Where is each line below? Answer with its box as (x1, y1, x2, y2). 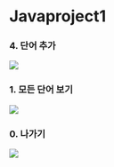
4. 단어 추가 (9, 40, 56, 52)
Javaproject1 (9, 6, 107, 27)
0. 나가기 (9, 127, 46, 139)
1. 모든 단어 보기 (9, 83, 73, 96)
